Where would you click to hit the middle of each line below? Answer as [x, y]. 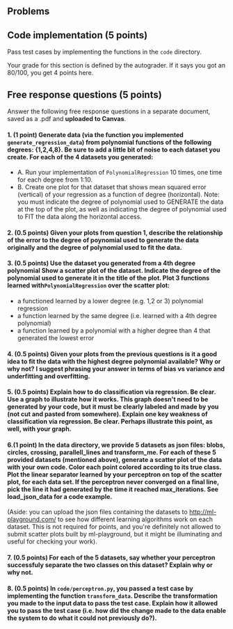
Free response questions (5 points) [85, 94]
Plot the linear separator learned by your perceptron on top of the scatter [115, 474]
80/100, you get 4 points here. [50, 73]
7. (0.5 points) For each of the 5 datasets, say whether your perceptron [111, 557]
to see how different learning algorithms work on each [136, 519]
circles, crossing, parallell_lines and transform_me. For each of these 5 [112, 452]
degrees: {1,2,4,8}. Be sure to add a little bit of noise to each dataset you [114, 150]
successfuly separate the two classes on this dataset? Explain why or [110, 565]
